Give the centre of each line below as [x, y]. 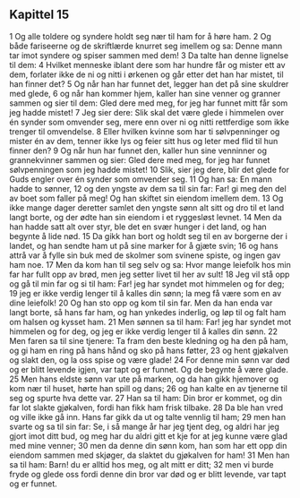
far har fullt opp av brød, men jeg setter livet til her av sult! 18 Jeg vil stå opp [150, 274]
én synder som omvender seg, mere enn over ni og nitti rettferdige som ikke [149, 122]
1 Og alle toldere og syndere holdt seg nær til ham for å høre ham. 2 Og [140, 36]
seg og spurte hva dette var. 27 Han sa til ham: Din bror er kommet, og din [146, 398]
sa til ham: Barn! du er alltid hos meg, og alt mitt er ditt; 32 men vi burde [141, 464]
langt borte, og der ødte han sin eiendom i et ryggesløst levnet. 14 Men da [146, 217]
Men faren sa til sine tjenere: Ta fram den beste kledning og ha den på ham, [149, 340]
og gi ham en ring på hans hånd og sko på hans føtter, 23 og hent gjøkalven [149, 350]
